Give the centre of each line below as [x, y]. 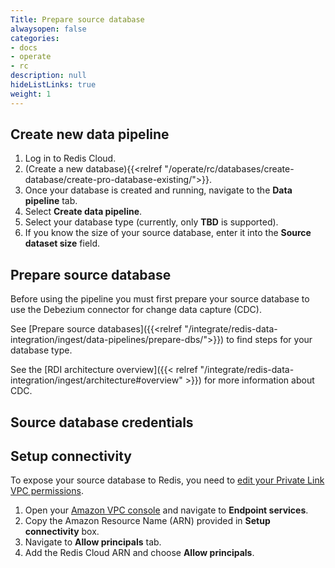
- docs [24, 47]
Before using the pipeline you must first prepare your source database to [160, 299]
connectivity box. [62, 532]
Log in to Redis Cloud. [70, 158]
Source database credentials [102, 422]
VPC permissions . [47, 491]
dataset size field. [62, 243]
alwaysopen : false [48, 29]
